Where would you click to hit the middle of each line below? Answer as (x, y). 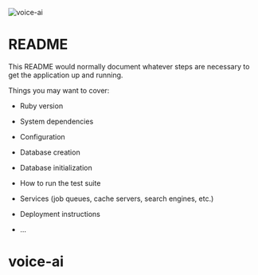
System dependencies (57, 121)
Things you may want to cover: (59, 90)
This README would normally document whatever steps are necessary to (129, 66)
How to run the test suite (60, 183)
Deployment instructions (60, 214)
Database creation (50, 152)
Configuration (42, 136)
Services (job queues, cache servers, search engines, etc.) (117, 198)
